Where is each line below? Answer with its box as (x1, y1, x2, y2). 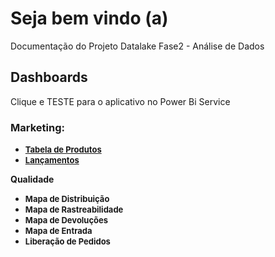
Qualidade (10, 173, 55, 186)
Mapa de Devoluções (24, 215, 109, 226)
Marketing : (10, 120, 65, 134)
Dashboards (10, 69, 88, 86)
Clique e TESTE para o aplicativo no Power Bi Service (10, 95, 231, 107)
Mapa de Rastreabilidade (24, 204, 124, 216)
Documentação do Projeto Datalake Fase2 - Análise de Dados (10, 40, 265, 52)
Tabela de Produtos (24, 144, 102, 156)
